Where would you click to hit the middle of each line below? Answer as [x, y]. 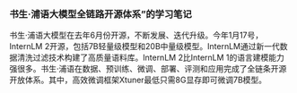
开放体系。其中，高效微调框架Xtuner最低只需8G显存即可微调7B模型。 [138, 80]
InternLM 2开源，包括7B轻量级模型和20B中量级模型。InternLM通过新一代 [145, 46]
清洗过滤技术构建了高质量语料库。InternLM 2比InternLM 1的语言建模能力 [151, 58]
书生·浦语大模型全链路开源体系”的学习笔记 [100, 13]
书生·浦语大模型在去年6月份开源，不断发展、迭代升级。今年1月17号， [136, 35]
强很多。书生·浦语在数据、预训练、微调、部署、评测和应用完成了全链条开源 [148, 69]
